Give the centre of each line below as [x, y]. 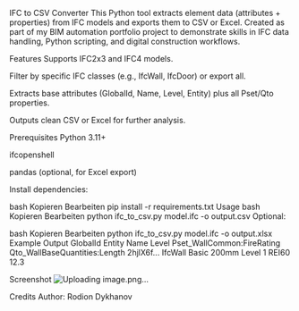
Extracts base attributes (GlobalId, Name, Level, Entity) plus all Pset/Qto [142, 93]
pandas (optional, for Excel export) [73, 172]
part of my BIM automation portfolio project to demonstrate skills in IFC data [149, 32]
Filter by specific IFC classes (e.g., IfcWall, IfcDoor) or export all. [128, 76]
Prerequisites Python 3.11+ [58, 137]
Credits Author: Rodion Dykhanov [71, 297]
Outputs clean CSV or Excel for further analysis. [98, 120]
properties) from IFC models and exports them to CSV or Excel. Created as [147, 22]
